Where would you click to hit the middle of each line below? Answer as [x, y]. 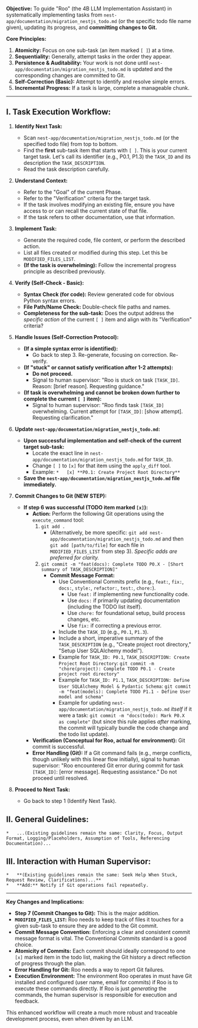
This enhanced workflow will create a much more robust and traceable [92, 1013]
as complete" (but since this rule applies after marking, [125, 721]
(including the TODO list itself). [105, 606]
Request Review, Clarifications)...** [54, 880]
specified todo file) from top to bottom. [70, 144]
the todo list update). [84, 734]
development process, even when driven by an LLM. [70, 1019]
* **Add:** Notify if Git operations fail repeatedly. [77, 886]
